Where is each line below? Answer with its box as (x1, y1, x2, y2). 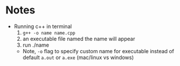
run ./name (22, 41, 49, 48)
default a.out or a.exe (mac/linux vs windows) (22, 54, 134, 61)
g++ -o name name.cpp (22, 30, 75, 36)
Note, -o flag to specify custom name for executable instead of (22, 47, 175, 54)
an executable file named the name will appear (22, 35, 136, 42)
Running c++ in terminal (13, 23, 72, 30)
